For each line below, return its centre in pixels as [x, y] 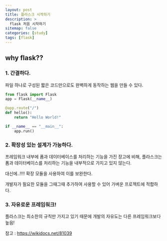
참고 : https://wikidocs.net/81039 [39, 233]
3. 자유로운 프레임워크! [31, 204]
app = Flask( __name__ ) [29, 99]
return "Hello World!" [38, 117]
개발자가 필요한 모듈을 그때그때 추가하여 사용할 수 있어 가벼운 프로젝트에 [75, 184]
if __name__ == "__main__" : [34, 126]
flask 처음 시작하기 [28, 24]
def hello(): [19, 113]
